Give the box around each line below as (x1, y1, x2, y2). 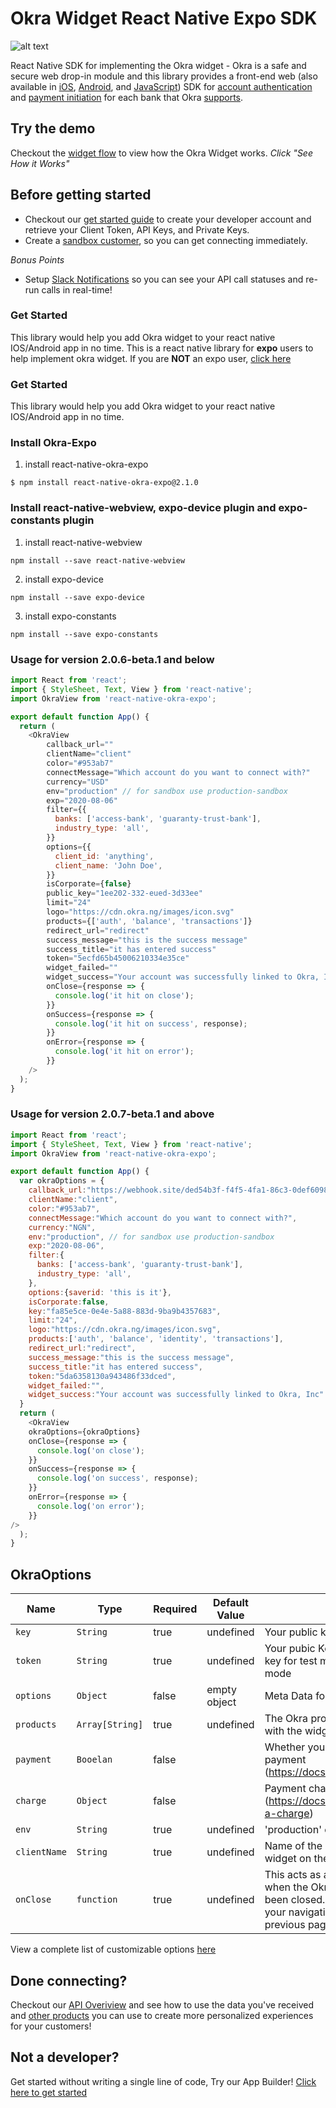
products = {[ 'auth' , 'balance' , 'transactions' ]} (46, 916, 253, 926)
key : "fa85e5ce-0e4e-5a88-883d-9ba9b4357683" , (28, 1306, 222, 1316)
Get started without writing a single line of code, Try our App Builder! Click (10, 2075, 317, 2087)
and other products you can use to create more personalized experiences (10, 2009, 314, 2021)
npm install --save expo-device (10, 592, 145, 602)
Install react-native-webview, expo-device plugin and (10, 501, 277, 515)
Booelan (76, 1754, 113, 1766)
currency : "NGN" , (28, 1222, 97, 1232)
